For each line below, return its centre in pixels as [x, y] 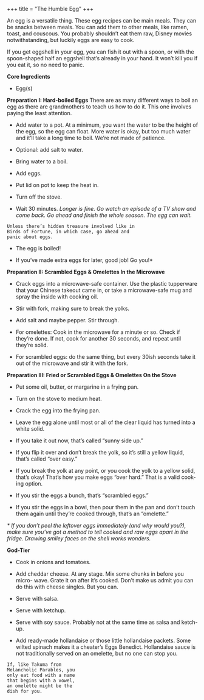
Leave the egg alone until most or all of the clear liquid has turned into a [106, 422]
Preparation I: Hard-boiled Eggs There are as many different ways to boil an [102, 100]
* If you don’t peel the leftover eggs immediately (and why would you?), [97, 525]
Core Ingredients [29, 76]
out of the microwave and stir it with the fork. [72, 363]
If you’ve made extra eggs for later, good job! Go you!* [84, 260]
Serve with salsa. [37, 599]
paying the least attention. [39, 113]
